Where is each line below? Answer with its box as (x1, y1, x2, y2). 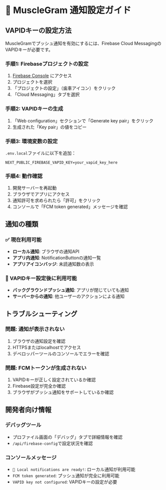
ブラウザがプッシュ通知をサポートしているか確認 (12, 389, 114, 395)
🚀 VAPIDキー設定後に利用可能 (5, 274, 77, 281)
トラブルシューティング (5, 309, 78, 318)
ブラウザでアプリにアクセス (12, 191, 70, 197)
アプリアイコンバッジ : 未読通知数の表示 (12, 261, 94, 267)
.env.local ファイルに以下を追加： (5, 150, 76, 156)
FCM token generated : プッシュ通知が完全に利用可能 (12, 472, 119, 479)
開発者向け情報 (5, 405, 52, 414)
